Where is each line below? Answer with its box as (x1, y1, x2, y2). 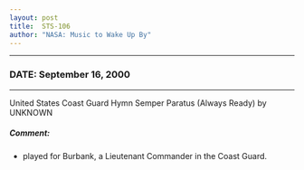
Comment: (9, 127, 51, 138)
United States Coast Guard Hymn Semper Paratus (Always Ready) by (9, 97, 267, 109)
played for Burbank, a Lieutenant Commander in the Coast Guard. (22, 150, 268, 161)
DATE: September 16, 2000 (9, 69, 131, 81)
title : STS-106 (9, 22, 71, 31)
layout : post (9, 13, 59, 23)
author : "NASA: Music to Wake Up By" (9, 30, 152, 39)
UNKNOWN (9, 107, 52, 118)
